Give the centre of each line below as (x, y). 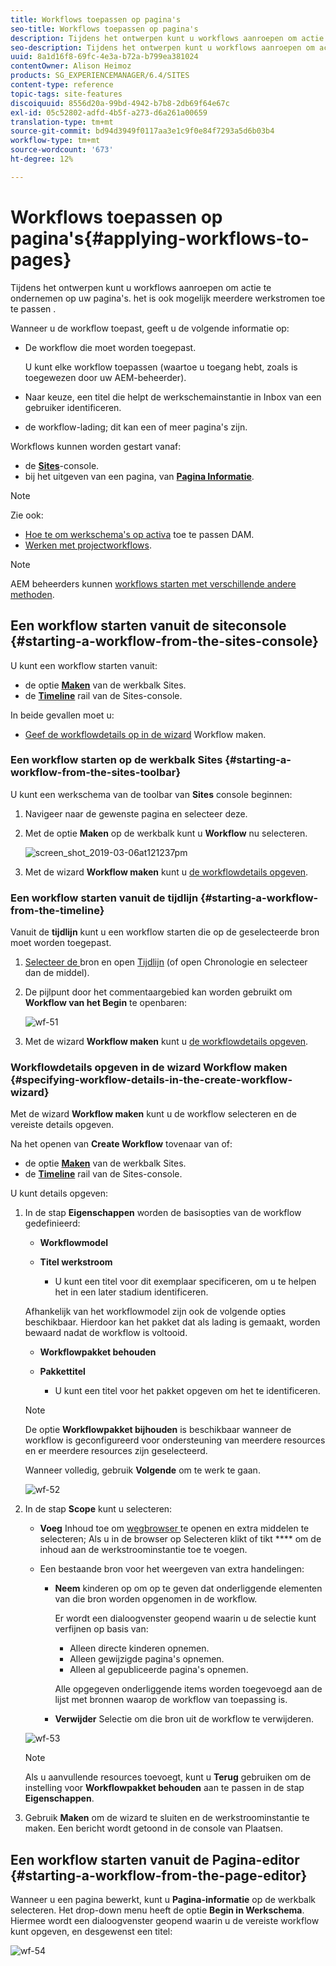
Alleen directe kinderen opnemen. (139, 1648)
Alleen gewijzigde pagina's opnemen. (147, 1659)
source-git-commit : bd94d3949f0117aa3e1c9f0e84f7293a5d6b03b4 (142, 131)
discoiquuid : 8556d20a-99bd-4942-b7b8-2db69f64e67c (120, 103)
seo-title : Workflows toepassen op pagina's (104, 29)
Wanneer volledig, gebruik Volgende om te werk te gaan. (142, 1470)
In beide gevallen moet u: (62, 715)
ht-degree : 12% (42, 159)
